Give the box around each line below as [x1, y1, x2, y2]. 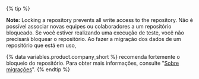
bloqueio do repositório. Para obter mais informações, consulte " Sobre [6, 59, 179, 67]
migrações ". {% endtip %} [6, 66, 70, 73]
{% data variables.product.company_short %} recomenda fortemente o [6, 53, 180, 60]
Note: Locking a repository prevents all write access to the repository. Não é [6, 17, 193, 23]
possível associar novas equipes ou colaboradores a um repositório [6, 23, 172, 30]
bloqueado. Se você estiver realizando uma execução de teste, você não [6, 29, 184, 36]
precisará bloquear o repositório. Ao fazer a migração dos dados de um [6, 36, 181, 42]
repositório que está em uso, [6, 42, 77, 49]
